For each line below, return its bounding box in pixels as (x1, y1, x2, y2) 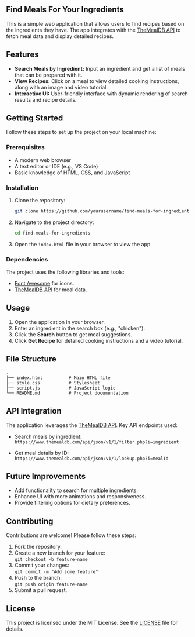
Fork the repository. (14, 543, 62, 550)
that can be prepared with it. (14, 71, 83, 78)
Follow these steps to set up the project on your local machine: (6, 129, 157, 136)
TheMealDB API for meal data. (14, 286, 87, 293)
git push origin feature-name (14, 581, 88, 587)
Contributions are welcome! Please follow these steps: (6, 532, 137, 539)
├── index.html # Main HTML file (6, 374, 111, 381)
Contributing (6, 516, 54, 526)
